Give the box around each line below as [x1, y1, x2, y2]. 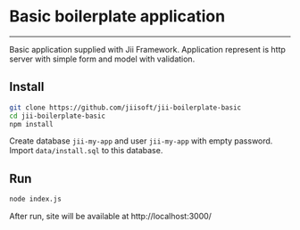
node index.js [9, 194, 62, 204]
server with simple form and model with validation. [9, 53, 196, 64]
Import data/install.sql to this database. [9, 145, 163, 156]
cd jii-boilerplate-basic [9, 111, 105, 120]
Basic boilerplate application [9, 6, 226, 27]
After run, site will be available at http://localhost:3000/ [9, 211, 212, 222]
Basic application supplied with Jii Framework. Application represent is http [9, 44, 286, 54]
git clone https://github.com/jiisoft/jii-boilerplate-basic [9, 103, 242, 112]
